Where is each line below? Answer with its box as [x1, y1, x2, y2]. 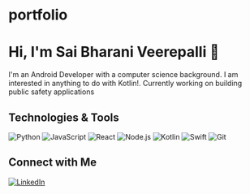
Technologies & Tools [8, 110, 119, 124]
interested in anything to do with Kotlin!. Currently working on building [8, 79, 243, 88]
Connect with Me [8, 156, 97, 170]
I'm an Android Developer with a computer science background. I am [8, 70, 239, 80]
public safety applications [8, 87, 95, 97]
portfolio [8, 6, 68, 24]
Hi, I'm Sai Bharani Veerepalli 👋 [8, 43, 220, 62]
